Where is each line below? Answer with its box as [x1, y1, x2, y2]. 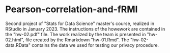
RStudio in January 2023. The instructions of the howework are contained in [5, 25, 165, 32]
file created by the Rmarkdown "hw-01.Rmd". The [25, 37, 129, 43]
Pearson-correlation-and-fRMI [5, 4, 138, 15]
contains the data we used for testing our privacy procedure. [31, 42, 159, 48]
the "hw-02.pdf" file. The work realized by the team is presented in [5, 31, 146, 37]
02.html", [5, 37, 24, 43]
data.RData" [5, 42, 31, 48]
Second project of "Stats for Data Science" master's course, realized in [5, 20, 154, 26]
